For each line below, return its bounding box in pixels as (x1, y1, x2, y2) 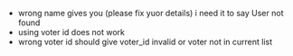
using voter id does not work (17, 27, 125, 37)
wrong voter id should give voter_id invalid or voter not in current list (17, 36, 273, 47)
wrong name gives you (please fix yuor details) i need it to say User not (17, 8, 284, 18)
